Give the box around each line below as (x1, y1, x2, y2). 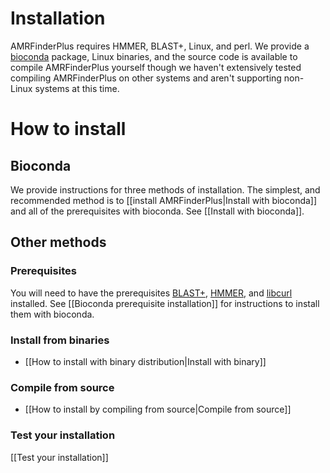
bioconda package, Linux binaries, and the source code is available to (10, 50, 298, 62)
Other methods (10, 234, 107, 251)
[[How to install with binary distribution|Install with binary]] (24, 355, 267, 367)
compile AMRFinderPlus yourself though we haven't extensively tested (10, 61, 302, 73)
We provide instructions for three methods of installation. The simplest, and (10, 183, 321, 196)
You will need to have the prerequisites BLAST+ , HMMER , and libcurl (10, 287, 293, 299)
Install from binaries (10, 333, 110, 347)
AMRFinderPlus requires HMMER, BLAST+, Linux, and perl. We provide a (10, 40, 310, 52)
